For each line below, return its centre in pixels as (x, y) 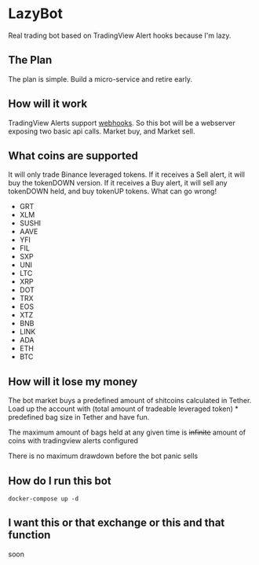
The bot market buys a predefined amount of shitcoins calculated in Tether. (130, 401)
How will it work (48, 104)
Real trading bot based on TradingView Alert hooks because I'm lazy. (120, 35)
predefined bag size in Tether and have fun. (79, 417)
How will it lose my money (73, 382)
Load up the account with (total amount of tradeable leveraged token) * (124, 409)
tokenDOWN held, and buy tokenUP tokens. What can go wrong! (113, 191)
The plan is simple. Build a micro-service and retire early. (100, 79)
